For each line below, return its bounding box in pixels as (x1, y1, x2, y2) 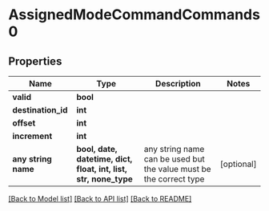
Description (155, 78, 202, 89)
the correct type (143, 173, 205, 185)
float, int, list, (76, 164, 127, 174)
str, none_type (76, 173, 134, 185)
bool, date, (76, 144, 118, 154)
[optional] (219, 158, 257, 169)
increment (12, 130, 53, 141)
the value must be (143, 164, 211, 174)
